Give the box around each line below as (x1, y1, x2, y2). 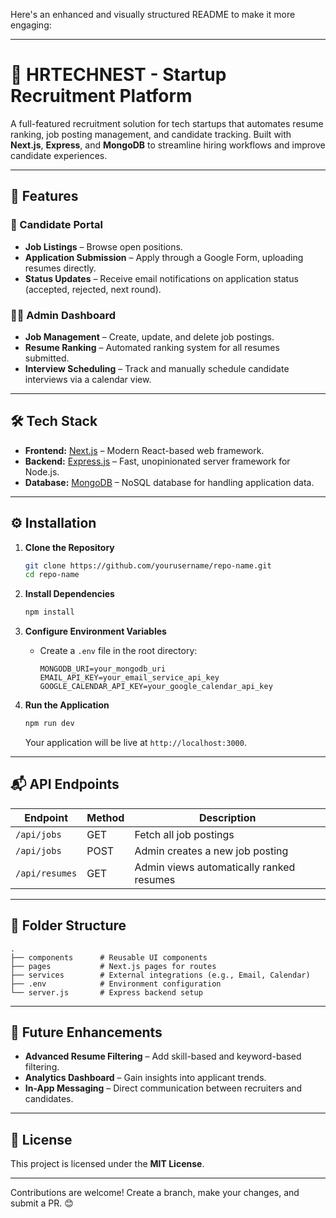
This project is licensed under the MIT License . (10, 1158, 205, 1170)
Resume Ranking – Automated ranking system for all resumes (24, 341, 280, 353)
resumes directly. (24, 262, 97, 274)
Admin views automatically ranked (134, 860, 296, 874)
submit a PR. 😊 (10, 1197, 74, 1209)
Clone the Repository (24, 541, 115, 553)
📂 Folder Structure (10, 917, 127, 934)
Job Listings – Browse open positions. (24, 240, 183, 253)
